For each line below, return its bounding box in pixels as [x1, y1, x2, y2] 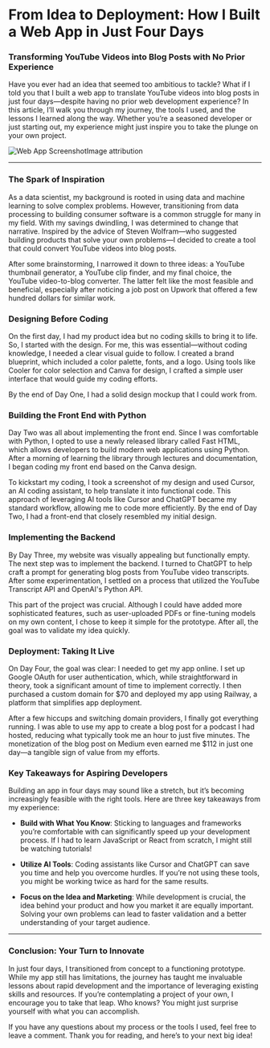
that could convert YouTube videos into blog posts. [8, 243, 177, 253]
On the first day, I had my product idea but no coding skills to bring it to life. [8, 332, 258, 341]
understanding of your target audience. [19, 918, 150, 928]
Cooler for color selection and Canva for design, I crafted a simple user [8, 365, 243, 375]
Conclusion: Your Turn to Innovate [8, 945, 145, 956]
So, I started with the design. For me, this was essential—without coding [8, 340, 247, 350]
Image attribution [86, 146, 143, 156]
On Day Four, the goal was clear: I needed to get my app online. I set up [8, 663, 245, 673]
